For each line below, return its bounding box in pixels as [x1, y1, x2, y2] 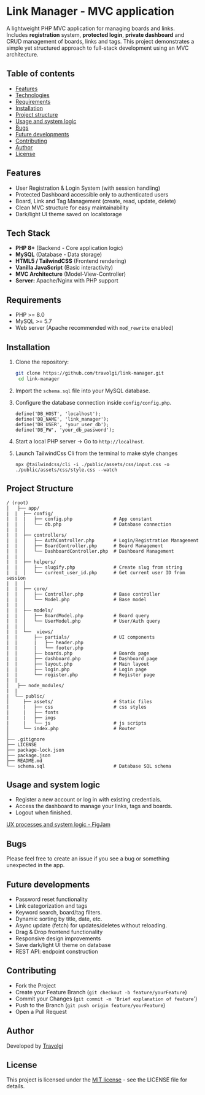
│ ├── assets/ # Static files [6, 698, 152, 704]
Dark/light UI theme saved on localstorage [15, 210, 122, 217]
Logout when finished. [15, 809, 72, 816]
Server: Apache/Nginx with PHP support [15, 277, 118, 284]
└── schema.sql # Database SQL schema [6, 763, 172, 769]
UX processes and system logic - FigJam [6, 821, 110, 828]
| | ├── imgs [6, 714, 56, 721]
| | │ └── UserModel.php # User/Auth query [6, 618, 161, 624]
